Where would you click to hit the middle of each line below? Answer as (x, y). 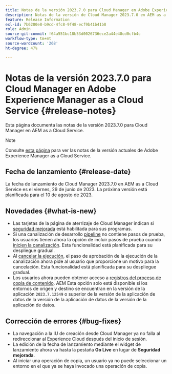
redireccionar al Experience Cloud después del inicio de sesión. (80, 339)
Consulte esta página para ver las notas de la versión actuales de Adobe (82, 150)
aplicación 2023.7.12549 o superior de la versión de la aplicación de (84, 294)
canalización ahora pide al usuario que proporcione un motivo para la (86, 261)
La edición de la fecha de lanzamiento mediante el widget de (77, 344)
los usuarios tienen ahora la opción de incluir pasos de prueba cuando (87, 240)
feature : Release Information (38, 19)
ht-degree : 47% (21, 48)
